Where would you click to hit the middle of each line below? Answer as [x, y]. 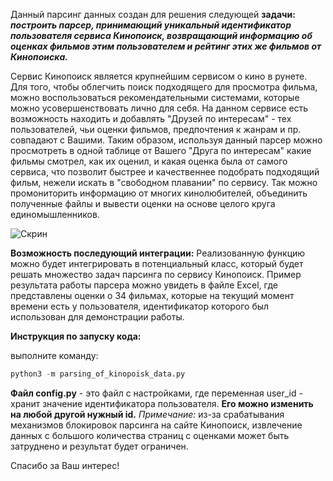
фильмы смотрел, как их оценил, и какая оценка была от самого [149, 161]
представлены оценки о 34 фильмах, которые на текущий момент [152, 295]
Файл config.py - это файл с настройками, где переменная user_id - [156, 393]
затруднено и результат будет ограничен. [99, 446]
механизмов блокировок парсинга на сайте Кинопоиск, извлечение [156, 425]
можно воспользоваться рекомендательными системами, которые [155, 97]
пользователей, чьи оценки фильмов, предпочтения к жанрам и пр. [156, 129]
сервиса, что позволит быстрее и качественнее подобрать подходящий [165, 172]
